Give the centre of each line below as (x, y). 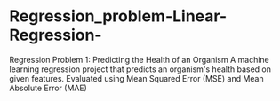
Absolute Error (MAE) (48, 88)
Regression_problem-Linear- (118, 16)
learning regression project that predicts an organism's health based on (140, 69)
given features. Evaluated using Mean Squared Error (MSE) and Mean (136, 78)
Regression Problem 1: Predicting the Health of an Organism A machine (139, 59)
